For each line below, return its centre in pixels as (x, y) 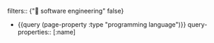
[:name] (64, 32)
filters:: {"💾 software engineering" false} (66, 11)
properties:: (34, 32)
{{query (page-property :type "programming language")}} (102, 24)
